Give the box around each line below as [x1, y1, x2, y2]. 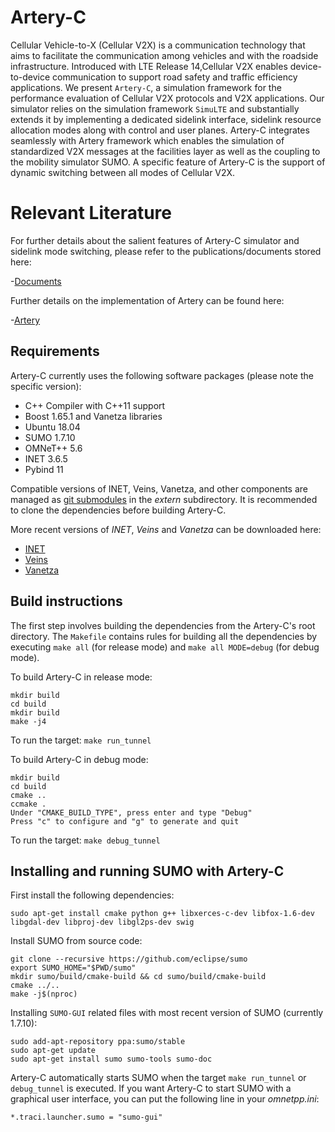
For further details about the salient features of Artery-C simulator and [10, 234, 300, 246]
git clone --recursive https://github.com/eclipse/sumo [10, 954, 248, 965]
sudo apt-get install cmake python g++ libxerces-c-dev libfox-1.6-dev [10, 909, 315, 919]
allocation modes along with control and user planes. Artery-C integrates [10, 124, 310, 136]
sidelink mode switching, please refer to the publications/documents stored [10, 245, 322, 257]
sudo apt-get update [10, 1046, 97, 1056]
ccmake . [10, 799, 47, 809]
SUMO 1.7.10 [24, 431, 76, 443]
